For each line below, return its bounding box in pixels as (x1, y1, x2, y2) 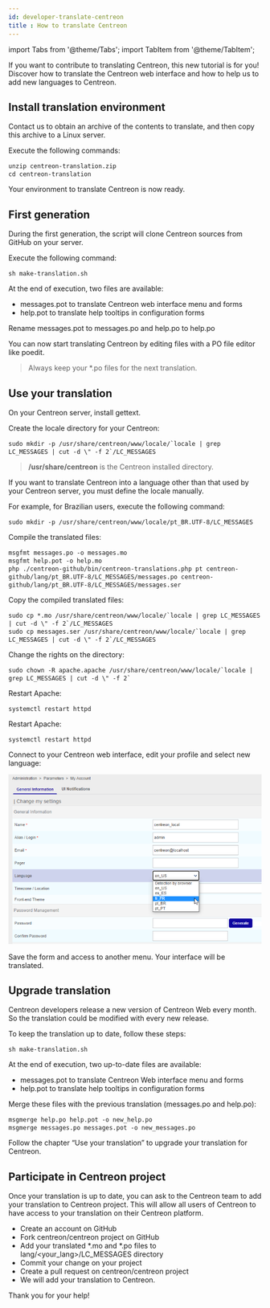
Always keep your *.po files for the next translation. (27, 363, 198, 373)
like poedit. (8, 348, 45, 358)
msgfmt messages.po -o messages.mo (8, 549, 128, 557)
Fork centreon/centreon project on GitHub (19, 1232, 160, 1242)
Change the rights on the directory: (8, 649, 125, 659)
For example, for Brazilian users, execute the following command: (8, 501, 225, 511)
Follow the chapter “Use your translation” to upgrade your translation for (8, 1138, 247, 1148)
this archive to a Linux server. (8, 130, 106, 140)
